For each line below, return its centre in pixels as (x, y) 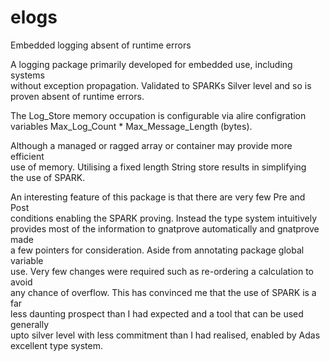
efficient (27, 156)
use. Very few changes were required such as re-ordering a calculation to (162, 271)
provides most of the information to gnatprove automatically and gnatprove (165, 228)
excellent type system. (57, 345)
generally (30, 324)
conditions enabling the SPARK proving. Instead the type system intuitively (164, 218)
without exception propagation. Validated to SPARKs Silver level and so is (161, 85)
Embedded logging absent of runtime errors (101, 45)
